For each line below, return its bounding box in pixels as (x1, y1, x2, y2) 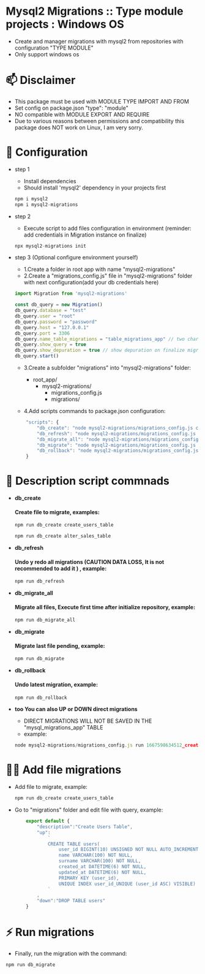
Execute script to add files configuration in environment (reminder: (23, 224, 192, 232)
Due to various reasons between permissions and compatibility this (14, 117, 185, 124)
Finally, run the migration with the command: (14, 950, 127, 957)
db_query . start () (14, 353, 59, 359)
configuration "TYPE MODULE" (14, 44, 94, 51)
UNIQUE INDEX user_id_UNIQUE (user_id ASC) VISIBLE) (58, 881, 196, 887)
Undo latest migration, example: (14, 680, 99, 688)
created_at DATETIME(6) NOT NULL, (58, 864, 147, 870)
